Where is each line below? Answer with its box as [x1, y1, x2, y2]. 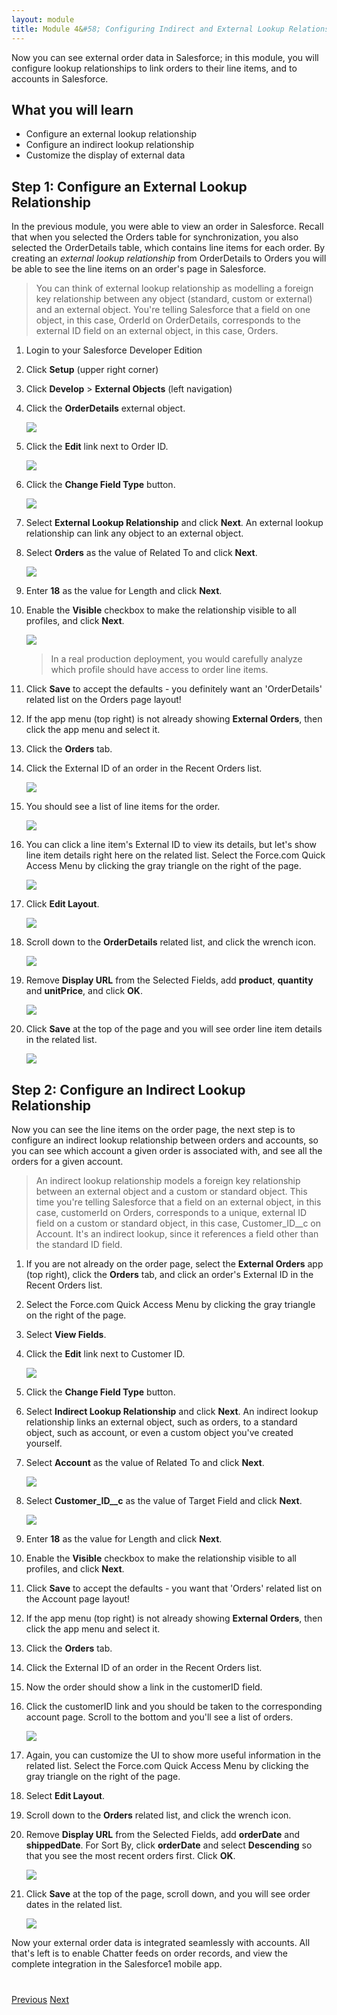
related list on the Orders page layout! [25, 694, 182, 706]
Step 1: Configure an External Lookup [11, 178, 248, 195]
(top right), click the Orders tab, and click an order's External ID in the [25, 1268, 314, 1280]
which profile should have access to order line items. [50, 664, 269, 676]
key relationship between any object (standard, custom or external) [35, 293, 313, 305]
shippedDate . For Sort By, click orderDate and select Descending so [25, 1839, 313, 1851]
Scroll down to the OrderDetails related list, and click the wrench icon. [25, 936, 316, 948]
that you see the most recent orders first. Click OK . [25, 1849, 236, 1861]
